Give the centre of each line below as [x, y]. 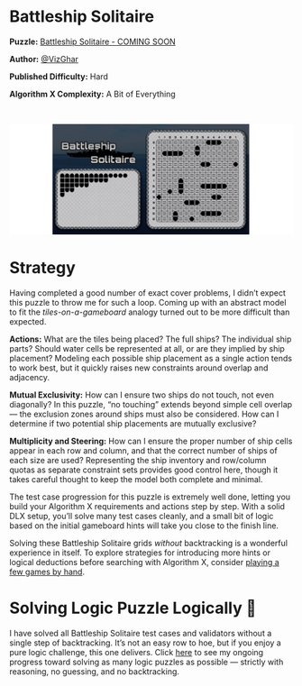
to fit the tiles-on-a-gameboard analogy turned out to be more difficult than [150, 312]
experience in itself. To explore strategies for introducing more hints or [140, 553]
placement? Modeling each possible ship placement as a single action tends [151, 358]
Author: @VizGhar [44, 59]
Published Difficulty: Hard [59, 76]
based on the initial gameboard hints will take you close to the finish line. [144, 526]
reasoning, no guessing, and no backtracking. [95, 671]
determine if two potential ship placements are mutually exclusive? [133, 423]
